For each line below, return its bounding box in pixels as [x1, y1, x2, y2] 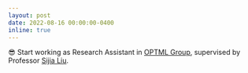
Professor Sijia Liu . [8, 56, 69, 65]
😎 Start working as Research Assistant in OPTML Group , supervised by [8, 48, 241, 57]
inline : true [8, 26, 51, 34]
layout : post [8, 11, 51, 20]
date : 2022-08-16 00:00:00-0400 [8, 19, 114, 27]
